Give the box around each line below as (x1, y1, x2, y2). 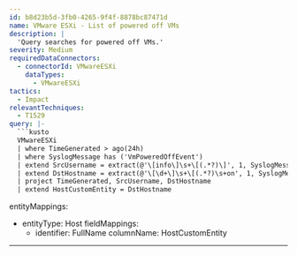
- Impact (17, 94, 49, 104)
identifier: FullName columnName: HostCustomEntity (34, 228, 228, 238)
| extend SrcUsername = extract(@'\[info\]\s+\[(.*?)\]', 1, (17, 161, 247, 169)
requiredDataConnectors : (9, 54, 101, 63)
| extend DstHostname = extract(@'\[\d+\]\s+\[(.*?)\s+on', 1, (17, 169, 255, 177)
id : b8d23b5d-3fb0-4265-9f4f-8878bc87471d (9, 12, 168, 22)
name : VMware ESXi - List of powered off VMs (9, 21, 179, 30)
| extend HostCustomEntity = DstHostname (17, 185, 172, 194)
